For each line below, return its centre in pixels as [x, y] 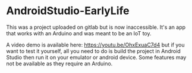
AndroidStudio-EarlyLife [68, 11]
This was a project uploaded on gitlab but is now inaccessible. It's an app [96, 27]
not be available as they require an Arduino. [59, 64]
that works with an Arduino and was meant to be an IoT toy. [79, 33]
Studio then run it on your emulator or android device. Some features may [96, 57]
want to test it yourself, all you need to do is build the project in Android [94, 51]
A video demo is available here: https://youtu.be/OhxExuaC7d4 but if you [96, 45]
